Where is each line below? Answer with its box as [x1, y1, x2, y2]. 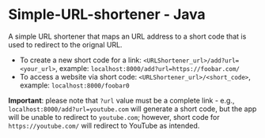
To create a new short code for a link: [19, 55, 142, 65]
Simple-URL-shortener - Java [8, 6, 206, 24]
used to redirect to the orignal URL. [8, 39, 123, 49]
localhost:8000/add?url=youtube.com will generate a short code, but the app [8, 104, 257, 114]
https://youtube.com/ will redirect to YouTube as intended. [8, 121, 200, 130]
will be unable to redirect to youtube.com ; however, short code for [8, 112, 220, 121]
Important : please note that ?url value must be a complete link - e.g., [8, 95, 235, 105]
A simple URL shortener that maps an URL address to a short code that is [8, 32, 247, 41]
